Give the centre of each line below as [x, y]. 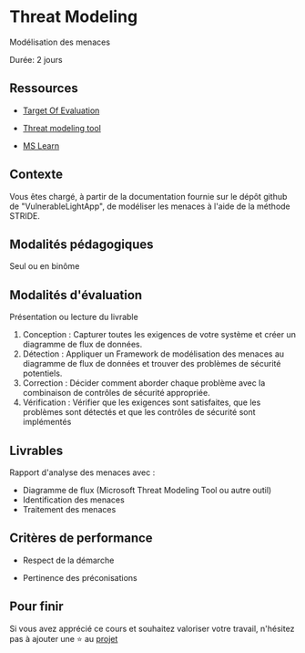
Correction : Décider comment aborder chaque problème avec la [144, 383]
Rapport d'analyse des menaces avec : [82, 472]
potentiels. [42, 373]
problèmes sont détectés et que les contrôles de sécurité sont [139, 412]
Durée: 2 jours [36, 59]
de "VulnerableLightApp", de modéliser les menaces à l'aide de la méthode [150, 206]
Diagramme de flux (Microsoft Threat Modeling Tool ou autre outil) [147, 490]
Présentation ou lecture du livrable [74, 317]
